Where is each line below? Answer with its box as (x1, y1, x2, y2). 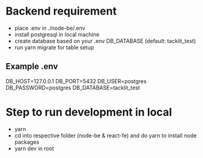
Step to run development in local (5, 105, 172, 119)
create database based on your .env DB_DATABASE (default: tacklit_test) (14, 37, 196, 44)
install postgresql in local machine (14, 30, 99, 38)
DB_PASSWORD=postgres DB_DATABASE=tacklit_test (5, 84, 141, 91)
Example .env (5, 61, 58, 72)
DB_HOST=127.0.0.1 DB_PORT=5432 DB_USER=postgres (5, 77, 147, 84)
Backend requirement (5, 4, 117, 18)
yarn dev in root (14, 145, 55, 152)
